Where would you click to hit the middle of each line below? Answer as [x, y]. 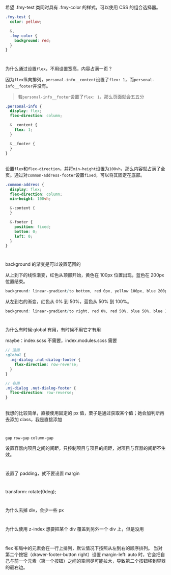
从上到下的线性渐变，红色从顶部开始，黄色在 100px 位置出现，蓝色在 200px [85, 275]
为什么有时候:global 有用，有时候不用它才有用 [53, 330]
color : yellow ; [26, 22]
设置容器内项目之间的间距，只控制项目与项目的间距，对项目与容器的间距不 [83, 448]
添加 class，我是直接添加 [36, 419]
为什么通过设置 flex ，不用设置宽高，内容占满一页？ [59, 68]
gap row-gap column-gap [30, 438]
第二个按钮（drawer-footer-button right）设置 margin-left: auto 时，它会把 [83, 554]
